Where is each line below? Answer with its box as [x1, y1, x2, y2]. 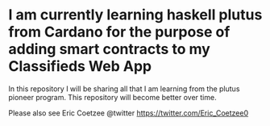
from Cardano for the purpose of [8, 23, 231, 41]
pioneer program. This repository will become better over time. [8, 92, 217, 102]
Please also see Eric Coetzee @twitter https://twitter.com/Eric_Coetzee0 [8, 107, 249, 118]
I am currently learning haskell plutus [8, 6, 263, 24]
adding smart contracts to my [8, 40, 211, 58]
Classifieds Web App [8, 57, 152, 76]
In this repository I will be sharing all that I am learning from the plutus [8, 83, 240, 94]
